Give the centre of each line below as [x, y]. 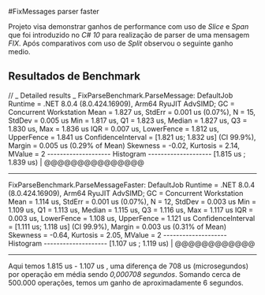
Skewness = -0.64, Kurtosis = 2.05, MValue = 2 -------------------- [118, 234]
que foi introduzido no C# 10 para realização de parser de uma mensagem [129, 35]
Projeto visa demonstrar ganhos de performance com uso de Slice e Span [129, 26]
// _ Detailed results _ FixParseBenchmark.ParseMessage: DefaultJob [121, 95]
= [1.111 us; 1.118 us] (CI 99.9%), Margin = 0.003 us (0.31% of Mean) [118, 227]
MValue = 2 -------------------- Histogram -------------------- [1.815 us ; [127, 153]
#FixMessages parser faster [54, 11]
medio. [19, 52]
